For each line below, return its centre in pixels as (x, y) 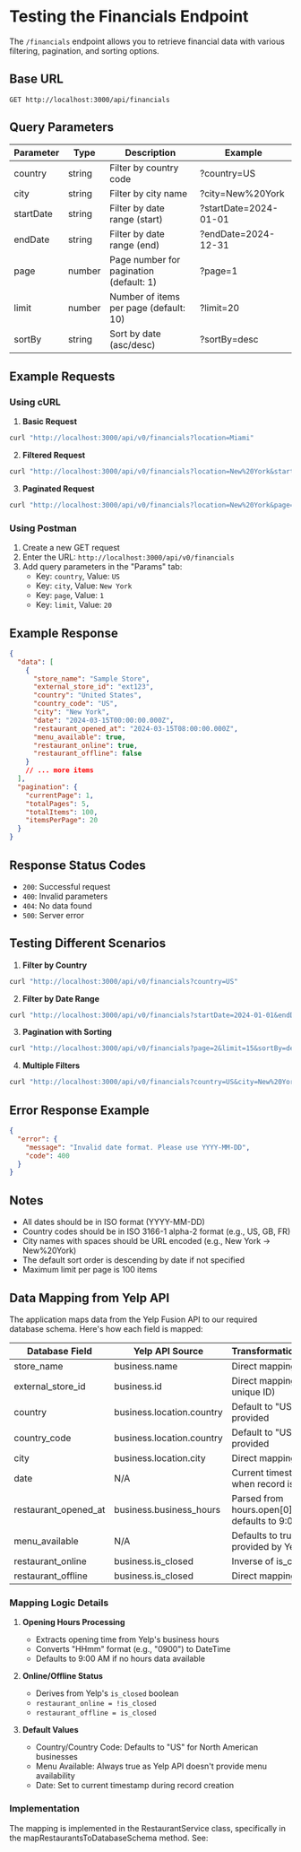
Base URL (37, 79)
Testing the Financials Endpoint (129, 17)
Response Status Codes (77, 865)
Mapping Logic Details (59, 1603)
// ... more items (60, 770)
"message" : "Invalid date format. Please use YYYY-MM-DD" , (138, 1147)
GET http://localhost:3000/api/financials (90, 100)
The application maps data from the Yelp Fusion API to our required (133, 1319)
